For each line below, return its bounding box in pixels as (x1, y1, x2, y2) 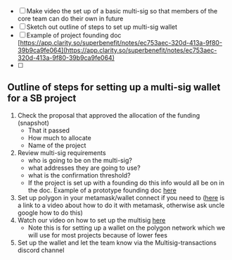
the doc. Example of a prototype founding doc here (27, 186, 177, 194)
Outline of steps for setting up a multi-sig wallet (7, 81, 221, 94)
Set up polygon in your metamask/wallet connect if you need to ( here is (17, 193, 225, 202)
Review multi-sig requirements (17, 148, 107, 157)
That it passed (27, 126, 70, 135)
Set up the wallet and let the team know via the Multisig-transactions (17, 238, 217, 247)
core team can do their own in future (17, 14, 124, 23)
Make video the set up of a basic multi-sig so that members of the (26, 7, 218, 15)
